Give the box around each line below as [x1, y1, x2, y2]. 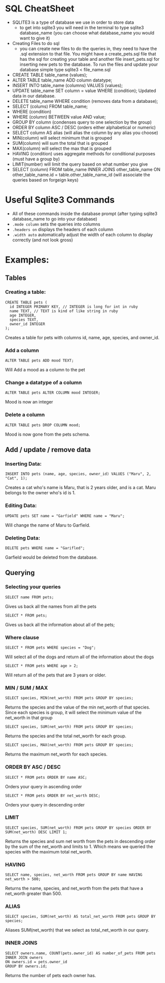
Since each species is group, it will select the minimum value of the [5, 710, 142, 715]
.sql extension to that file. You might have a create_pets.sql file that [19, 50, 157, 57]
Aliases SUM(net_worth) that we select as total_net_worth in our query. [5, 927, 150, 933]
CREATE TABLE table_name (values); [12, 72, 87, 78]
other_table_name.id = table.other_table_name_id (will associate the [12, 172, 151, 178]
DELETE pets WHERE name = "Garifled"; [5, 545, 85, 550]
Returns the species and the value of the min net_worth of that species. [5, 704, 151, 710]
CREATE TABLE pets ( [5, 300, 48, 305]
